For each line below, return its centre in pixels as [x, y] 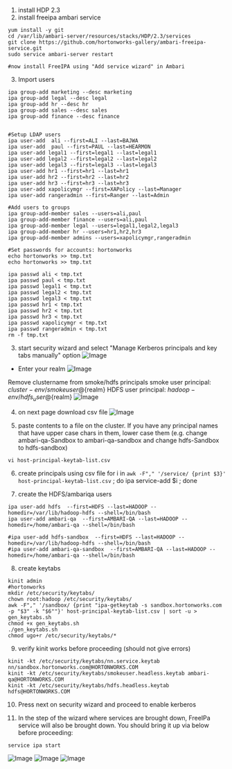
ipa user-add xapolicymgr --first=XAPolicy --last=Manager [95, 189]
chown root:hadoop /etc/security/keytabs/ [70, 599]
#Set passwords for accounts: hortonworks [70, 250]
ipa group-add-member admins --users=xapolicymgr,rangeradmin [99, 238]
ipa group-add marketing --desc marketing [70, 92]
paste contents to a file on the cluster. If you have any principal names [118, 425]
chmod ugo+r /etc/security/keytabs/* [62, 635]
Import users [36, 79]
